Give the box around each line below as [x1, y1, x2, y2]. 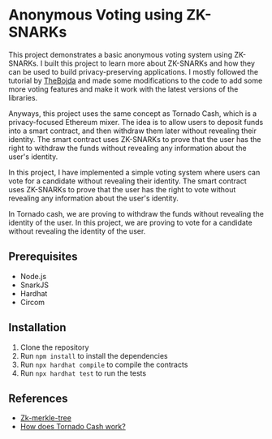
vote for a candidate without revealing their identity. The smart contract [8, 176, 248, 186]
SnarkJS [19, 280, 50, 290]
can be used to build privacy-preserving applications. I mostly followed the [8, 67, 258, 76]
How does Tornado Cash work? [19, 422, 126, 432]
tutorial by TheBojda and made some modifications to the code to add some [8, 75, 263, 85]
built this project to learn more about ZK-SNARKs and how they [44, 58, 256, 68]
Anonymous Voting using [8, 6, 183, 24]
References [8, 391, 68, 405]
